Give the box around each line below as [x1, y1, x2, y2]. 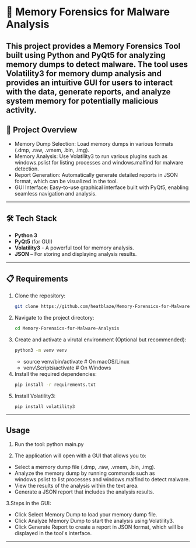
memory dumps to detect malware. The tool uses [6, 59, 188, 69]
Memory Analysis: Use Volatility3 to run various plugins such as [14, 153, 168, 160]
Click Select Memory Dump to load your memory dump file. [14, 511, 157, 518]
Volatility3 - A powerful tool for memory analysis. [14, 244, 134, 251]
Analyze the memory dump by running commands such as [14, 470, 155, 477]
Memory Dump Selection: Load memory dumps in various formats [14, 141, 173, 148]
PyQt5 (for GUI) [14, 238, 53, 245]
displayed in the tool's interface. [14, 530, 92, 537]
